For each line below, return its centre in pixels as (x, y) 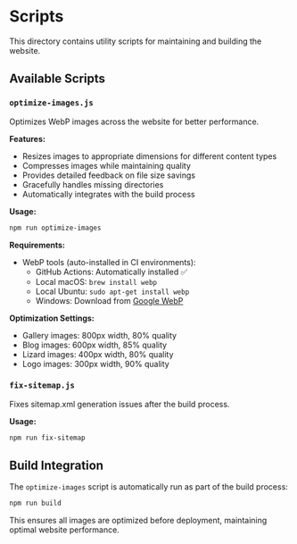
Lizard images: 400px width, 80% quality (98, 354)
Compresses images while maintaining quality (107, 165)
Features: (28, 138)
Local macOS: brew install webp (96, 281)
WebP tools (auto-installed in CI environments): (109, 262)
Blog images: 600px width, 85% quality (95, 345)
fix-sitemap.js (42, 385)
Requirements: (37, 245)
